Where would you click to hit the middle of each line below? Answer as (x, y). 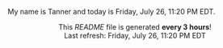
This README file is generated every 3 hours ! (135, 27)
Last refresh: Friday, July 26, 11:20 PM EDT (135, 36)
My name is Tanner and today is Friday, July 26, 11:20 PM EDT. (111, 12)
